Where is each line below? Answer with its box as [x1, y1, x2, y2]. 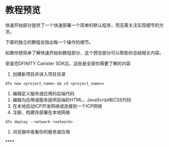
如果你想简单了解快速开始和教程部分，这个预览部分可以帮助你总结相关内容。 [5, 50, 164, 56]
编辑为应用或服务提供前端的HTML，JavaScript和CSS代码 [12, 96, 132, 103]
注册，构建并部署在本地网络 [12, 109, 70, 115]
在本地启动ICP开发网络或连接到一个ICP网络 [12, 103, 102, 109]
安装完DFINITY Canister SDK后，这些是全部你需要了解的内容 [5, 60, 131, 66]
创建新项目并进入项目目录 [12, 71, 66, 77]
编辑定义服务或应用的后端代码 [12, 90, 74, 96]
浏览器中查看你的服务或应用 [12, 128, 70, 134]
